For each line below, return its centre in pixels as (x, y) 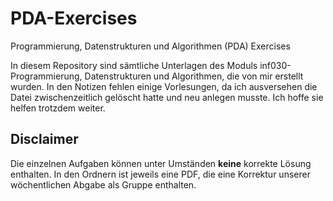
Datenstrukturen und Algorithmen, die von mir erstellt (194, 76)
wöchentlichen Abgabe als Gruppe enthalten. (103, 184)
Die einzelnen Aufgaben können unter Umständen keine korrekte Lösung (161, 163)
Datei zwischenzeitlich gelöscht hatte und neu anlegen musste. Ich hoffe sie (167, 97)
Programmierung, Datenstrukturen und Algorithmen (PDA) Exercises (150, 46)
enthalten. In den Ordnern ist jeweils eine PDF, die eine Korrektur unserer (160, 174)
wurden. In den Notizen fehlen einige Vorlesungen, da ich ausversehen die (164, 86)
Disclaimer (44, 139)
